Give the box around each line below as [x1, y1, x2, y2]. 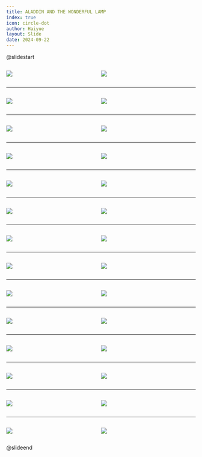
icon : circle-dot [6, 20, 50, 26]
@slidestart [6, 54, 35, 60]
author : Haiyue [6, 25, 44, 32]
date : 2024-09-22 [6, 37, 50, 43]
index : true [6, 14, 36, 20]
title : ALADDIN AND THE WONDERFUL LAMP [6, 8, 106, 15]
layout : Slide [6, 31, 42, 37]
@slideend [6, 444, 33, 451]
